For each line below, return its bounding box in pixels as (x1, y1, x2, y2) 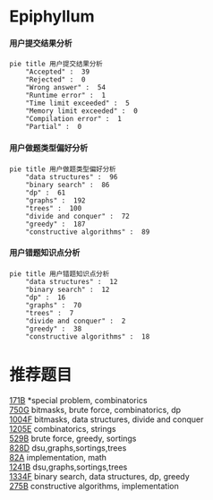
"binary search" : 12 (25, 285, 110, 294)
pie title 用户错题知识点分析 (9, 269, 110, 279)
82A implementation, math (9, 452, 107, 462)
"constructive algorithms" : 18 (25, 332, 150, 341)
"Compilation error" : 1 (25, 115, 123, 124)
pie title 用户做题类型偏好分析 (9, 164, 116, 174)
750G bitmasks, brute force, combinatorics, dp (9, 404, 182, 415)
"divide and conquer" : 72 (25, 211, 130, 220)
